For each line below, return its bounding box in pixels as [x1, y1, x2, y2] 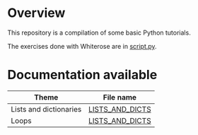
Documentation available [7, 67, 158, 83]
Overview [7, 5, 66, 21]
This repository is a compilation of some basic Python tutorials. [7, 28, 191, 37]
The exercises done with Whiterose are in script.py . [7, 42, 157, 50]
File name [103, 92, 136, 102]
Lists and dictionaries [11, 104, 82, 114]
